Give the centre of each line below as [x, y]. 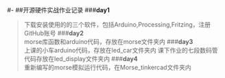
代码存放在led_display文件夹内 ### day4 [81, 59]
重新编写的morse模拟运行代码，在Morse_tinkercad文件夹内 [107, 67]
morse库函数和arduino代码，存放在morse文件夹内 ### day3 [108, 42]
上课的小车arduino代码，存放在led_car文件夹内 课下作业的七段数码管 [121, 50]
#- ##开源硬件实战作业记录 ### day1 [58, 10]
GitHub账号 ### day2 [54, 33]
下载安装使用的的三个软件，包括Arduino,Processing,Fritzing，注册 [117, 25]
